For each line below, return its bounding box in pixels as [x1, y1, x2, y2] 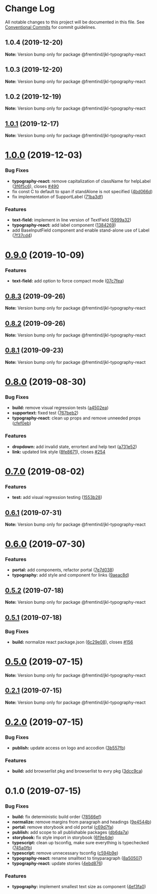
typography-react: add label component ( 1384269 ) [12, 222, 116, 228]
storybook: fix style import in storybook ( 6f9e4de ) [12, 834, 114, 840]
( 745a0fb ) [12, 845, 33, 851]
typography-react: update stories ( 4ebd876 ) [12, 860, 103, 866]
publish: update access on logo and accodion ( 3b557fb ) [12, 745, 125, 751]
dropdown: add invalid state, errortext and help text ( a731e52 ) [12, 443, 137, 449]
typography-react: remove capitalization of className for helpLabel [12, 178, 151, 184]
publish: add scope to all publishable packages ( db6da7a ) [12, 829, 129, 835]
